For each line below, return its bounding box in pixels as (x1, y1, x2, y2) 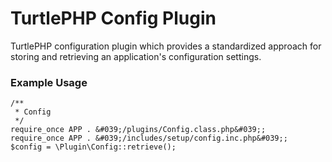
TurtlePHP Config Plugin (10, 7, 217, 30)
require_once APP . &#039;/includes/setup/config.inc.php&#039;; (10, 133, 288, 144)
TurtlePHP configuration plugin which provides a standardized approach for (10, 40, 322, 52)
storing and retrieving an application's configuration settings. (10, 50, 262, 62)
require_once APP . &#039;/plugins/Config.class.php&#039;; (10, 125, 267, 135)
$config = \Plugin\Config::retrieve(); (10, 142, 177, 152)
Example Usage (10, 75, 88, 89)
